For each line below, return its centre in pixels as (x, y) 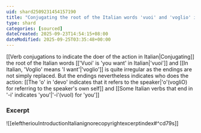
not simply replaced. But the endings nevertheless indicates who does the (98, 76)
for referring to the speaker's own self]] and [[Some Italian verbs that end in (100, 88)
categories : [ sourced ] (34, 28)
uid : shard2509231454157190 (41, 12)
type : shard (21, 23)
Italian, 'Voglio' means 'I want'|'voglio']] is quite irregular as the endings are (99, 69)
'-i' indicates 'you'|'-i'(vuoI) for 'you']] (53, 95)
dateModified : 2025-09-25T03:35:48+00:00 (59, 40)
